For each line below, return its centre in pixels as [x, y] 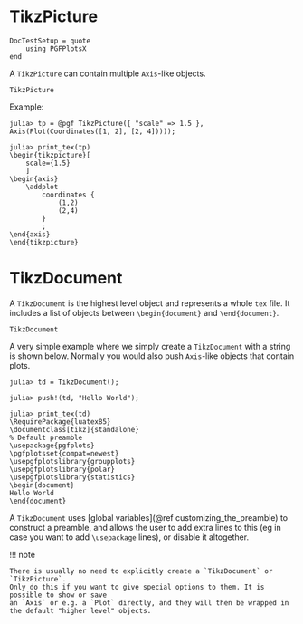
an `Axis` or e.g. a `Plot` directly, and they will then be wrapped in [149, 603]
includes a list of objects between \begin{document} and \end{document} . [144, 312]
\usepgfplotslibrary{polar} [62, 469]
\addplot [42, 187]
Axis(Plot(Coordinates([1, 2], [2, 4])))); [93, 131]
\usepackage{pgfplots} [52, 446]
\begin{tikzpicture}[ [50, 155]
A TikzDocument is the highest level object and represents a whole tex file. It [150, 303]
